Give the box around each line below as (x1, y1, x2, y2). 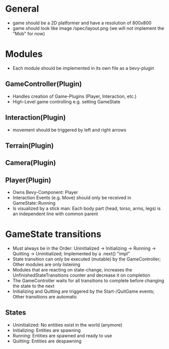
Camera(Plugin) (5, 159, 57, 167)
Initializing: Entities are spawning (12, 327, 81, 333)
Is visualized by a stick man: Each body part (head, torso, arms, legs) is (12, 206, 161, 212)
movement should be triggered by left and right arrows (12, 127, 127, 133)
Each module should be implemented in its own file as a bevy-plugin (12, 65, 154, 71)
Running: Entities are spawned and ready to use (12, 332, 112, 338)
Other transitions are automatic (12, 294, 77, 300)
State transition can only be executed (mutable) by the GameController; (12, 256, 161, 262)
